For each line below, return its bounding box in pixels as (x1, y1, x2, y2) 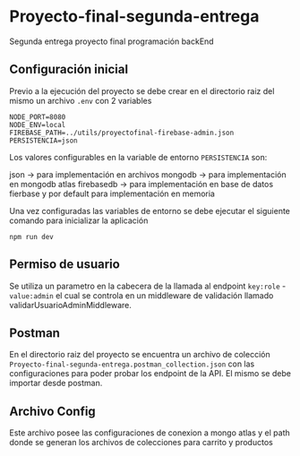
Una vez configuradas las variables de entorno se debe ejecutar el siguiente (9, 205, 291, 216)
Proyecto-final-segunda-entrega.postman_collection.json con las (9, 358, 255, 369)
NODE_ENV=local (9, 120, 66, 129)
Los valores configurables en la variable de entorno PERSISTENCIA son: (9, 151, 268, 162)
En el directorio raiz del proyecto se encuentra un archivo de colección (9, 349, 270, 360)
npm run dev (9, 232, 54, 241)
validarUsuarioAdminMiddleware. (9, 299, 133, 310)
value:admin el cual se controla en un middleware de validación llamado (9, 289, 274, 301)
